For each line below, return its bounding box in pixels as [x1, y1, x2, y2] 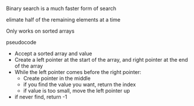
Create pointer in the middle [23, 75, 91, 82]
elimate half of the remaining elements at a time [6, 16, 121, 23]
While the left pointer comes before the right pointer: [14, 69, 141, 75]
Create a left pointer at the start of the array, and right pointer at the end [14, 56, 188, 63]
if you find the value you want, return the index [23, 81, 136, 88]
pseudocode [6, 39, 37, 45]
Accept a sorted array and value [14, 50, 92, 57]
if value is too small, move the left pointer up [23, 87, 130, 94]
